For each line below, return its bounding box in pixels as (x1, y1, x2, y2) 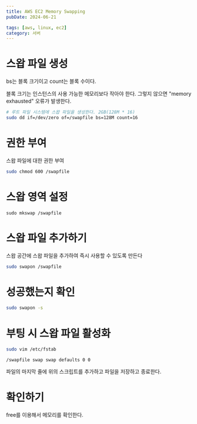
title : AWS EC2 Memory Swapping (6, 8, 85, 15)
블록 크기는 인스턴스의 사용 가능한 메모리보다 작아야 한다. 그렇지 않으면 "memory (6, 90, 192, 97)
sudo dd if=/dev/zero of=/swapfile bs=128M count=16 (6, 115, 138, 121)
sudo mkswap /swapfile (6, 210, 62, 216)
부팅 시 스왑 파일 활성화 (6, 327, 111, 340)
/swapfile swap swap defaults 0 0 (6, 357, 91, 363)
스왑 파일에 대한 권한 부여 (6, 157, 65, 164)
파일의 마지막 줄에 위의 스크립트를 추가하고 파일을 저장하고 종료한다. (6, 368, 162, 375)
